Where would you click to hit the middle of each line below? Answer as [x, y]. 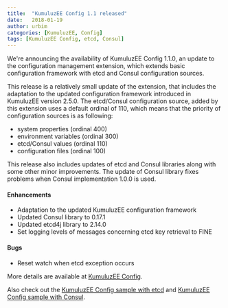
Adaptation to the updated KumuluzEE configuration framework [107, 210]
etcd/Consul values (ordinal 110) [62, 144]
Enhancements [29, 195]
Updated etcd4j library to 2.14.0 [61, 225]
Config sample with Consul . [46, 297]
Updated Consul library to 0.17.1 [61, 217]
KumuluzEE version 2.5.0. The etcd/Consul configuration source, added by [113, 101]
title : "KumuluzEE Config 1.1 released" [67, 13]
